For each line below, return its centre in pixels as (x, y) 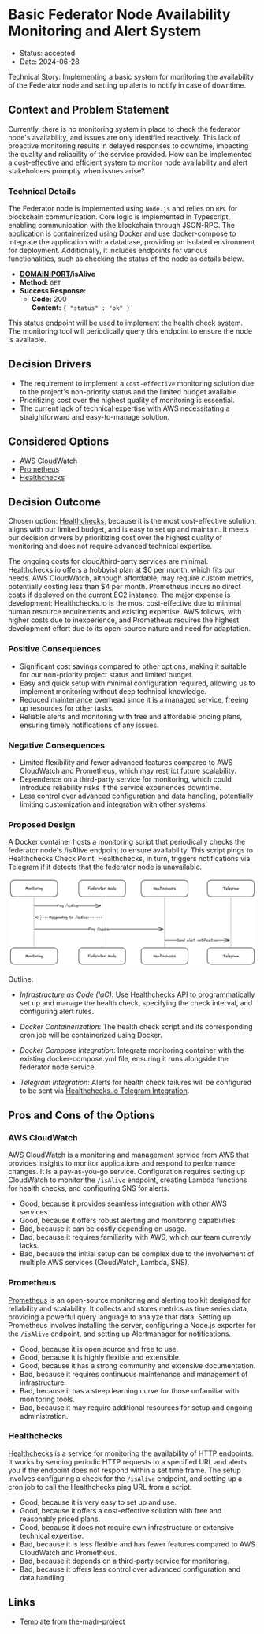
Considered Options (58, 442)
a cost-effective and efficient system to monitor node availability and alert (128, 162)
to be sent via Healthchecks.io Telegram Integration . (104, 1091)
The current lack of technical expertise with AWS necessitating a (125, 408)
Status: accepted (47, 53)
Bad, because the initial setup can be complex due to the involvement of (137, 1254)
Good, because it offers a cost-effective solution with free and (121, 1510)
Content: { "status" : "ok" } (81, 308)
